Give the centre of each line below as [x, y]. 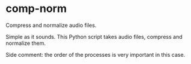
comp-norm [36, 9]
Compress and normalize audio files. [51, 25]
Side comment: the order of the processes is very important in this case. [95, 54]
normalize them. [26, 43]
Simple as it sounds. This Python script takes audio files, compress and [94, 36]
